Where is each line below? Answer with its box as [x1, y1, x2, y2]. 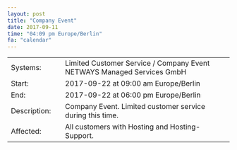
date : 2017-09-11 [7, 23, 59, 30]
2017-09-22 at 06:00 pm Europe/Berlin [64, 90, 201, 100]
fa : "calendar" [7, 37, 52, 44]
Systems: [11, 63, 42, 73]
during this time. [64, 110, 119, 120]
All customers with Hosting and [64, 122, 169, 132]
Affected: [11, 127, 42, 137]
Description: [11, 106, 51, 116]
